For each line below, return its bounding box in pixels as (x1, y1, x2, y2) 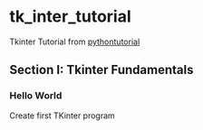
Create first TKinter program (9, 110, 115, 121)
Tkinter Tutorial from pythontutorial (9, 36, 140, 47)
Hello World (9, 89, 63, 102)
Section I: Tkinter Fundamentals (9, 62, 194, 78)
